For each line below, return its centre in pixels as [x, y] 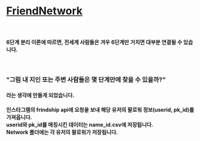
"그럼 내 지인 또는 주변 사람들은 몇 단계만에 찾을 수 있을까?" [86, 80]
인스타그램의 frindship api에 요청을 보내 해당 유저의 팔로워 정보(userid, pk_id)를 [100, 110]
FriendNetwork [44, 11]
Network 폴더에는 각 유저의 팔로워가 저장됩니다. [62, 132]
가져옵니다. [19, 117]
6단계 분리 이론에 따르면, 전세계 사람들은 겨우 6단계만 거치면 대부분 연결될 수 [94, 42]
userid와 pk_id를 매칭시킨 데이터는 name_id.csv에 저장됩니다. [80, 125]
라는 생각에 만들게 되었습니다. [40, 95]
